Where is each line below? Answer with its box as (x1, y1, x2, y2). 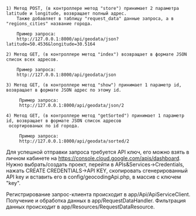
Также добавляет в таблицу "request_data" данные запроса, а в (16, 16, 174, 22)
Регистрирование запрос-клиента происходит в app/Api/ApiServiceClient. (6, 191, 191, 198)
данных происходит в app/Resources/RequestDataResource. (6, 203, 155, 210)
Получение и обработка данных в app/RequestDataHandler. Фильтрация (6, 197, 186, 204)
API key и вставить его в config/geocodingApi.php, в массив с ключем (6, 173, 181, 180)
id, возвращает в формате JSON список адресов (6, 118, 122, 124)
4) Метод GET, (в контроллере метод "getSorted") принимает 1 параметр (6, 113, 184, 119)
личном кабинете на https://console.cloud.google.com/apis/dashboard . (6, 155, 181, 162)
